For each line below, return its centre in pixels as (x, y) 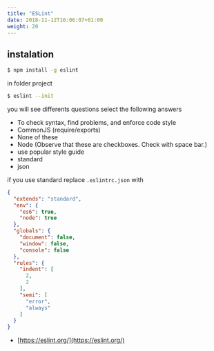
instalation (30, 54)
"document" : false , (48, 238)
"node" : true (38, 218)
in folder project (30, 83)
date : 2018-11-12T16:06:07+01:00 (55, 20)
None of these (38, 137)
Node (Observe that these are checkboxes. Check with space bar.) (112, 144)
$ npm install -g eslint (43, 70)
